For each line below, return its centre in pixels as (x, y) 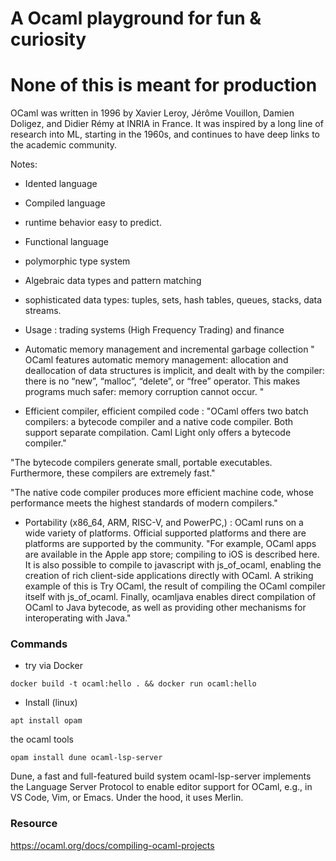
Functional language (66, 242)
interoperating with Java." (78, 618)
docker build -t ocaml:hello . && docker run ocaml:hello (133, 684)
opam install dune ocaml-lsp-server (86, 758)
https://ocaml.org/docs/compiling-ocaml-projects (112, 845)
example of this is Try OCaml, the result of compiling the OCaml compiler (175, 586)
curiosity (48, 39)
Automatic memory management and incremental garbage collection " (169, 349)
